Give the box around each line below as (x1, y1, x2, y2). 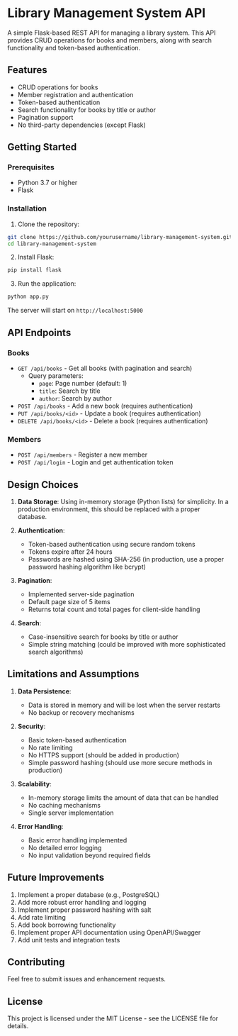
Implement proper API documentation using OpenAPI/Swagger (17, 928, 201, 937)
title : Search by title (38, 386, 101, 395)
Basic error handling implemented (28, 835, 127, 845)
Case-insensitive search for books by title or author (28, 633, 178, 641)
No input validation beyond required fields (28, 851, 151, 859)
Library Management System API (7, 5, 206, 21)
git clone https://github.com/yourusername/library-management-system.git (7, 233, 233, 240)
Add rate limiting (17, 913, 66, 921)
